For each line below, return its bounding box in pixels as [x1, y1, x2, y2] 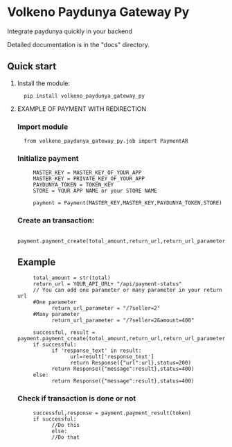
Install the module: [17, 79, 71, 87]
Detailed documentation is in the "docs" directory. [7, 40, 150, 49]
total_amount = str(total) [33, 274, 111, 281]
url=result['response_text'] [70, 353, 154, 360]
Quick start [7, 60, 57, 73]
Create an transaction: [17, 216, 95, 225]
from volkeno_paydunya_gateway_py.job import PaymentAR [24, 138, 188, 145]
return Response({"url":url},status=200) [70, 360, 192, 367]
